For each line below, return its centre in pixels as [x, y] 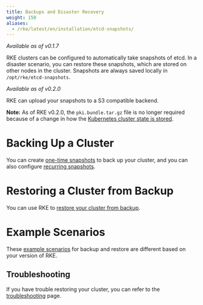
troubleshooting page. [34, 295]
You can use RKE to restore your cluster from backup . [73, 208]
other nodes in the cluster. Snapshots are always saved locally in [87, 71]
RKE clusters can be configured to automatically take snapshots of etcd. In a [101, 58]
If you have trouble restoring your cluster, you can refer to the [83, 289]
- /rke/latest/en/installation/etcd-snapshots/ [73, 29]
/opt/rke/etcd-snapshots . [38, 77]
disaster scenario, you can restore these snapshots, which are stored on [96, 64]
